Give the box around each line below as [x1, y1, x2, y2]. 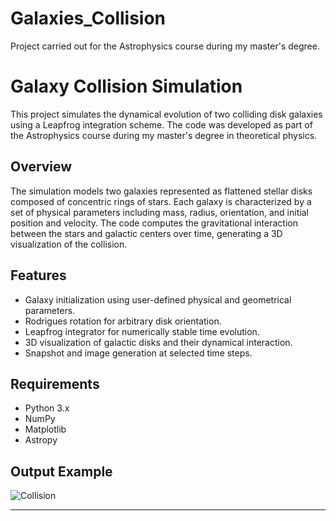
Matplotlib [24, 423, 67, 436]
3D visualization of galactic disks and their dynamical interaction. [24, 336, 293, 348]
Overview [10, 158, 73, 176]
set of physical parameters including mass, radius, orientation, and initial [10, 206, 309, 218]
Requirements [10, 375, 100, 392]
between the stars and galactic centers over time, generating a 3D [10, 227, 283, 239]
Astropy [24, 434, 58, 446]
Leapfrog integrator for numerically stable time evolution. [24, 325, 260, 337]
